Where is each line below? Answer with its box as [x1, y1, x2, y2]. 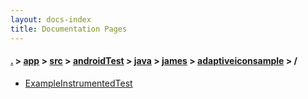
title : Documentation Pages [10, 24, 128, 34]
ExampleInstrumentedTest [24, 77, 133, 89]
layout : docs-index [10, 14, 92, 25]
